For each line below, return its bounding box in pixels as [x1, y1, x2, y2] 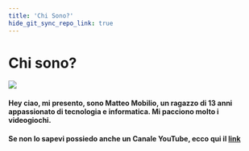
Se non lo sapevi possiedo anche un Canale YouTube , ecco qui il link [8, 133, 241, 143]
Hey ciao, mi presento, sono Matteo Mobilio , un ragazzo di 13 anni [8, 98, 233, 108]
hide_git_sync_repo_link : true [8, 19, 114, 27]
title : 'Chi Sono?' [8, 11, 74, 20]
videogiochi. [8, 116, 52, 125]
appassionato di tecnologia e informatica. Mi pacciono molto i [8, 107, 219, 116]
